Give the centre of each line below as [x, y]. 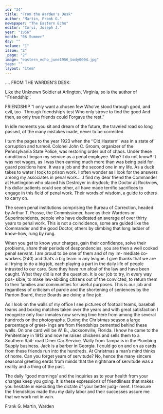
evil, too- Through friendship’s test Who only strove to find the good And [78, 112]
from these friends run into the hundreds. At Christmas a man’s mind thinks [80, 351]
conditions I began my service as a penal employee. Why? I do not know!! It [81, 156]
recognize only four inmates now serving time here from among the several [81, 315]
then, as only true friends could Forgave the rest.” [55, 117]
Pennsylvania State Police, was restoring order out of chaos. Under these [79, 151]
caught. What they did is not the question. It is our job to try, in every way [79, 274]
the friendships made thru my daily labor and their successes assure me [77, 392]
